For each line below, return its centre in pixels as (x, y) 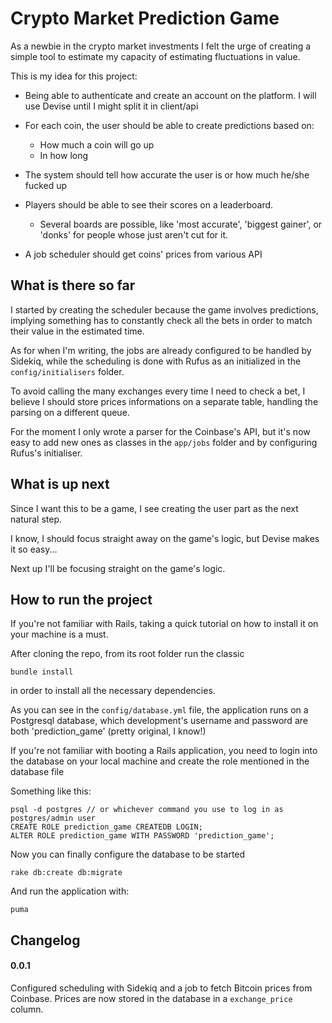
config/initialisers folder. (67, 371)
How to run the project (81, 599)
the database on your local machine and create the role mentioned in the (160, 761)
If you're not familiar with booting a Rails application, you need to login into (164, 751)
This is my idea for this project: (74, 76)
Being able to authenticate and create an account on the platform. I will (170, 95)
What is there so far (73, 285)
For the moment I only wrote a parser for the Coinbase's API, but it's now (160, 431)
